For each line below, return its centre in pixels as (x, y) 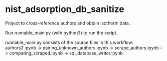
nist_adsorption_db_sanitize (65, 9)
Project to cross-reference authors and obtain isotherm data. (68, 23)
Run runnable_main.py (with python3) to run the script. (61, 32)
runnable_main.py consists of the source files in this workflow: (69, 42)
